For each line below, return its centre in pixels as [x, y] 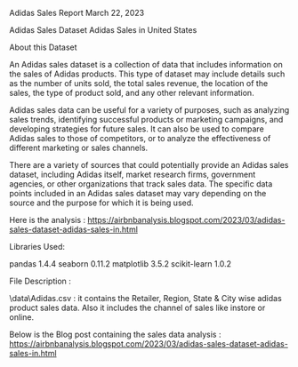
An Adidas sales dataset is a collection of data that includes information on [146, 64]
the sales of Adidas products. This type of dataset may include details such [147, 74]
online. [21, 317]
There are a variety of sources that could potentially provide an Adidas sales [149, 165]
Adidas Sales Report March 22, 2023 [77, 13]
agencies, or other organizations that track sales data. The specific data [141, 184]
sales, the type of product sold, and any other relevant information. [132, 93]
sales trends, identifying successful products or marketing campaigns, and [146, 120]
